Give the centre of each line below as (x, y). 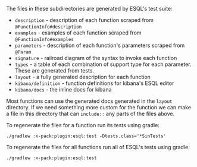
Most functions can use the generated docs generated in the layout (89, 101)
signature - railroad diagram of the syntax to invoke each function (96, 58)
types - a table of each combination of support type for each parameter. (103, 64)
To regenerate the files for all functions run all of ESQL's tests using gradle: (98, 147)
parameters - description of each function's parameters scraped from (100, 45)
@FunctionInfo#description (48, 27)
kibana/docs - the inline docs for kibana (63, 89)
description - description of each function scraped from (84, 20)
